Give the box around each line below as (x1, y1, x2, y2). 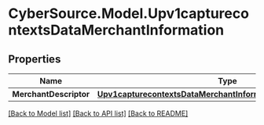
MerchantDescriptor (12, 89, 90, 99)
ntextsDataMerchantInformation (8, 21, 225, 39)
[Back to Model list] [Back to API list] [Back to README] (8, 109, 189, 118)
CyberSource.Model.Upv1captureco (8, 5, 250, 23)
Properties (8, 52, 61, 66)
